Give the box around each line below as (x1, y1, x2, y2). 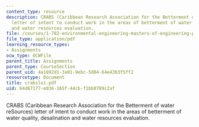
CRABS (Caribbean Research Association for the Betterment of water (6, 102, 175, 109)
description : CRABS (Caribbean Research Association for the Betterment (6, 14, 190, 20)
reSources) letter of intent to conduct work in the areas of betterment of (6, 108, 182, 115)
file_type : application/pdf (6, 36, 76, 42)
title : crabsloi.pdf (6, 80, 57, 86)
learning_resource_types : (6, 42, 70, 48)
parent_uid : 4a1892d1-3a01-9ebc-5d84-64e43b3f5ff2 (6, 69, 134, 75)
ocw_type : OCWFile (6, 53, 52, 58)
